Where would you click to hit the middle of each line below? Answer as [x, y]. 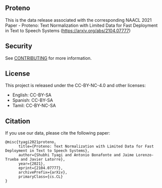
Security [19, 46]
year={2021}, [32, 164]
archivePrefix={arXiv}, [43, 173]
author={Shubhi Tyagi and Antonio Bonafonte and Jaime [76, 155]
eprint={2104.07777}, [41, 168]
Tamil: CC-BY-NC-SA [34, 105]
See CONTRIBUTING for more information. [49, 58]
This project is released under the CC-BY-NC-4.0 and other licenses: [76, 86]
